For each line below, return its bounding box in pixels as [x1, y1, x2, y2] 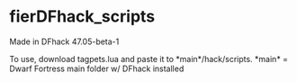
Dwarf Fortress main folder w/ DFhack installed [9, 63, 184, 74]
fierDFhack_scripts [9, 6, 156, 27]
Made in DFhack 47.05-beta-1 [9, 36, 120, 47]
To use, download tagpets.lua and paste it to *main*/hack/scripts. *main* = [9, 53, 289, 64]
